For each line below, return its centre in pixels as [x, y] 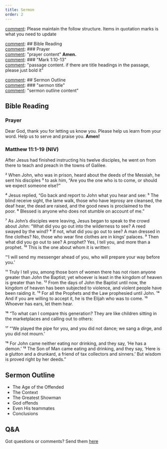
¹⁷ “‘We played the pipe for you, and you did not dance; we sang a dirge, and [83, 329]
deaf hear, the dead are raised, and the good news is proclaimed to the [78, 206]
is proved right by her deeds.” [36, 359]
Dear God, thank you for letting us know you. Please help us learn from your [83, 131]
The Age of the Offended [38, 387]
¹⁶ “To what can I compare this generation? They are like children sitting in [81, 314]
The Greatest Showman [37, 398]
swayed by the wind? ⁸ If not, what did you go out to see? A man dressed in [83, 231]
